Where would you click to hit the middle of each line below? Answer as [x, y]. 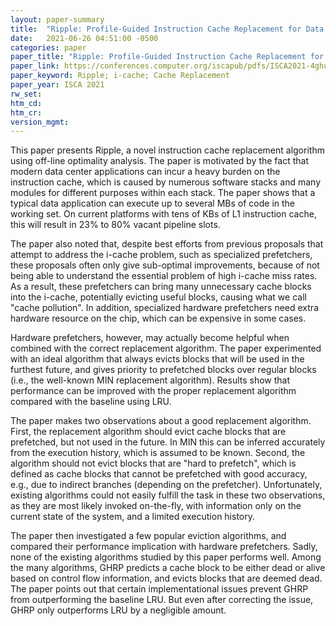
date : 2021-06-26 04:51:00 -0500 [84, 38]
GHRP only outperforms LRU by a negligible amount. [118, 610]
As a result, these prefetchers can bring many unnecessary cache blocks [161, 287]
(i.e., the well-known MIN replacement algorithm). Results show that [150, 380]
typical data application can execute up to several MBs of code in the [152, 203]
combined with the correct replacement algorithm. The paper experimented [166, 348]
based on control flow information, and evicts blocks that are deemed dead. [166, 578]
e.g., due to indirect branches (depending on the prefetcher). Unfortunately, [166, 485]
